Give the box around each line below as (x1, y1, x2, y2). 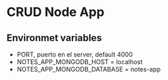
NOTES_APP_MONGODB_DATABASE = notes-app (16, 65, 161, 73)
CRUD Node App (6, 4, 105, 20)
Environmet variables (6, 32, 103, 44)
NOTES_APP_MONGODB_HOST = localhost (16, 58, 143, 66)
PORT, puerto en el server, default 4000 (16, 50, 133, 58)
